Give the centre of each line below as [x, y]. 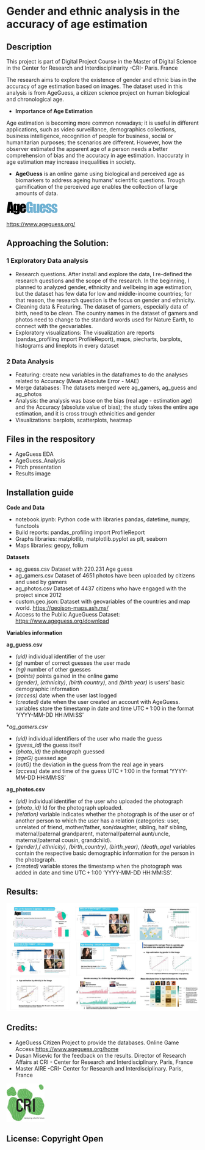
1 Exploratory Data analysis [47, 261]
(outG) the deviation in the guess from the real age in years [89, 764]
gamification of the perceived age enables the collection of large [96, 187]
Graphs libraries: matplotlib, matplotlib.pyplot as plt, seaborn [91, 538]
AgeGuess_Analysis [40, 460]
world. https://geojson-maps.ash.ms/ [62, 608]
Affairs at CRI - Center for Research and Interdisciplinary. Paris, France [104, 1062]
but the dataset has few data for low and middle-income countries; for [103, 293]
